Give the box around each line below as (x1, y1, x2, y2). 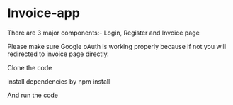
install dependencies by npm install (7, 77, 110, 86)
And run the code (7, 91, 59, 99)
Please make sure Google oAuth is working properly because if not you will (7, 42, 227, 50)
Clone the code (7, 63, 52, 72)
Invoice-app (7, 5, 80, 21)
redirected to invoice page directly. (7, 50, 109, 58)
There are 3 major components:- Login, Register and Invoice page (7, 28, 200, 37)
